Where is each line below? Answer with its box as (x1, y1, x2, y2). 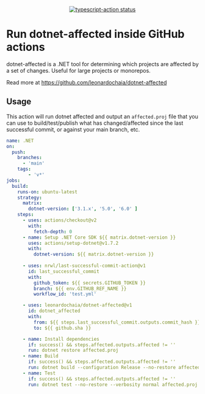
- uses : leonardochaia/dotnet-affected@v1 (22, 302, 132, 308)
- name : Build (22, 353, 59, 359)
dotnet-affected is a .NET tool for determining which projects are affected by (6, 60, 200, 67)
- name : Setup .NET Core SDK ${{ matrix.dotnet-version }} (22, 234, 176, 240)
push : (12, 149, 26, 155)
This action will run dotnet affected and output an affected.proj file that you (6, 113, 198, 120)
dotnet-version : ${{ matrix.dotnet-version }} (33, 251, 154, 258)
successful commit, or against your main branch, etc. (6, 125, 140, 133)
